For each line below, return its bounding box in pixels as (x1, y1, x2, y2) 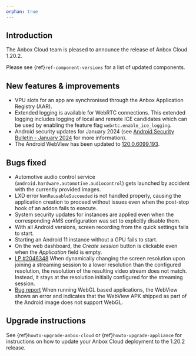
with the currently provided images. (14, 186, 101, 193)
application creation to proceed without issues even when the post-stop (14, 198, 190, 205)
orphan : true (6, 8, 38, 15)
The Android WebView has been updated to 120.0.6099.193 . (14, 141, 160, 148)
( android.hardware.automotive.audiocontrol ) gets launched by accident (14, 179, 190, 187)
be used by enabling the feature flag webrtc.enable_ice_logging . (14, 122, 172, 129)
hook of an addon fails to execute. (14, 205, 98, 212)
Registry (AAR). (14, 103, 52, 110)
